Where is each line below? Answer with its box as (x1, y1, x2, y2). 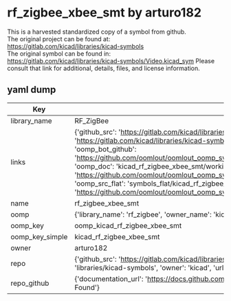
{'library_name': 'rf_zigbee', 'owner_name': (74, 210, 212, 219)
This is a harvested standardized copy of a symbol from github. (7, 27, 187, 36)
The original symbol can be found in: (7, 49, 111, 58)
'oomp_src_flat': (74, 179, 126, 188)
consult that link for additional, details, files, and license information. (7, 64, 201, 72)
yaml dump (7, 84, 56, 96)
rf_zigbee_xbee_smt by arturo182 (7, 5, 201, 21)
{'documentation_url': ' (74, 274, 148, 283)
